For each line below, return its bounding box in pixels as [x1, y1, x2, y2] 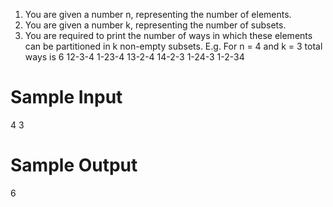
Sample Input [10, 86, 123, 109]
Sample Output [10, 154, 138, 177]
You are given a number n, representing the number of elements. [24, 9, 292, 20]
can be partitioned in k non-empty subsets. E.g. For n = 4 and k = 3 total [24, 40, 323, 52]
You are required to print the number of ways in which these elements [24, 30, 313, 41]
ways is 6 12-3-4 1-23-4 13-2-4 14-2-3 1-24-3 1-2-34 [24, 51, 245, 63]
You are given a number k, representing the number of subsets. [24, 19, 287, 31]
